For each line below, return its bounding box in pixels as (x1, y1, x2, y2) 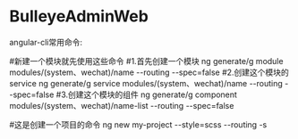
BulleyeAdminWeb (9, 6, 149, 27)
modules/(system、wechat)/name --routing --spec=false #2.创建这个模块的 (9, 67, 289, 78)
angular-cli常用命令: (9, 37, 83, 47)
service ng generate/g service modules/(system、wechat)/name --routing (9, 78, 284, 88)
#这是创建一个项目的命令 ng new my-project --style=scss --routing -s (9, 119, 268, 130)
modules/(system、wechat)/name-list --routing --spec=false (9, 100, 234, 110)
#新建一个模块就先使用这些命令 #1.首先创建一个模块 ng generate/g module (9, 55, 284, 66)
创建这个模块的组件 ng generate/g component (67, 89, 237, 100)
